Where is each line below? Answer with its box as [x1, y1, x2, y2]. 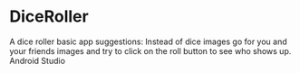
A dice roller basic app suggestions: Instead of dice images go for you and [9, 36, 287, 47]
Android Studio [9, 55, 66, 66]
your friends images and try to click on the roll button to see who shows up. [9, 45, 292, 56]
